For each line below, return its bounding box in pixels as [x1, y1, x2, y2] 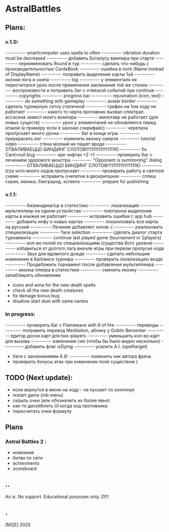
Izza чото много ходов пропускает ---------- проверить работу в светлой [5, 168, 164, 174]
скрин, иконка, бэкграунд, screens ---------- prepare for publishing [5, 178, 149, 184]
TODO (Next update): [5, 373, 73, 382]
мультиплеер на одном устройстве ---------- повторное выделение [5, 208, 152, 214]
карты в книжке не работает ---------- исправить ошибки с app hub [5, 213, 152, 220]
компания [12, 449, 34, 455]
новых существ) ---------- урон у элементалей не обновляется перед [5, 119, 156, 125]
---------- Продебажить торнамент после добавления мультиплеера [5, 261, 154, 268]
